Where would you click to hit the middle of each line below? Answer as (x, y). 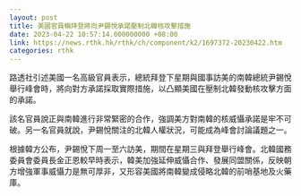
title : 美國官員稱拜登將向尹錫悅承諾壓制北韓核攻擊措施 (100, 26)
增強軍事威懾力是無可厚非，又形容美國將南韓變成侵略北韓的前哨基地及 (146, 172)
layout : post (34, 17)
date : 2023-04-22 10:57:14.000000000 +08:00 (94, 34)
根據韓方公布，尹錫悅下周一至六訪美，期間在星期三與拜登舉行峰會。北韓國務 (150, 149)
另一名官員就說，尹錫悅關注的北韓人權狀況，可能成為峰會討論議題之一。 (158, 130)
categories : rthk (42, 51)
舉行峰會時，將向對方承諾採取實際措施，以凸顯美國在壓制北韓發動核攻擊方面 (150, 89)
